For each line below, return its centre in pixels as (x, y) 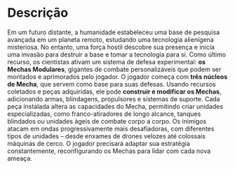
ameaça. (20, 158)
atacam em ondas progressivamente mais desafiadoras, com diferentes (111, 128)
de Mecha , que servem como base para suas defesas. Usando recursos (112, 84)
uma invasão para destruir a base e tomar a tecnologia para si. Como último (117, 54)
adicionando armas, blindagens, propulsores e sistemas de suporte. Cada (114, 98)
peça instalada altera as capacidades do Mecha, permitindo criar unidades (115, 106)
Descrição (38, 13)
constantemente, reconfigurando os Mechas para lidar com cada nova (109, 151)
